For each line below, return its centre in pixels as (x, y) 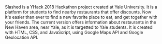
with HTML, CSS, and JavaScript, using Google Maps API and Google (74, 32)
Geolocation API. (22, 37)
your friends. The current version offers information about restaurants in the (81, 22)
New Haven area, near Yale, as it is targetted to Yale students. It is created (79, 27)
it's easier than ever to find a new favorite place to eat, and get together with (81, 17)
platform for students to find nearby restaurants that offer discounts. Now (78, 12)
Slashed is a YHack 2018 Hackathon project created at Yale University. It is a (81, 7)
